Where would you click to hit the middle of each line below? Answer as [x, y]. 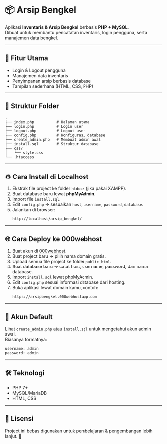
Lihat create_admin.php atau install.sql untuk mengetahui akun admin [78, 329]
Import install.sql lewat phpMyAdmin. [53, 277]
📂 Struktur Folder [32, 106]
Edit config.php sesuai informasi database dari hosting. [69, 282]
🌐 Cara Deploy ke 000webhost [54, 239]
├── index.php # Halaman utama [48, 122]
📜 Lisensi [19, 419]
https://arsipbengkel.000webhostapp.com [55, 297]
